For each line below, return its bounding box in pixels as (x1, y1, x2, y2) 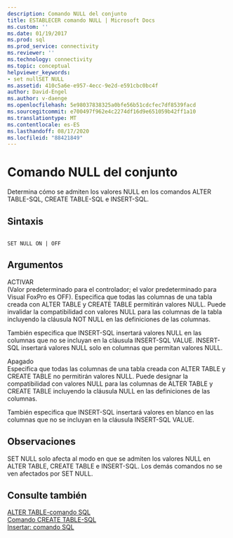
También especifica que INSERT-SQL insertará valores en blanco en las (7, 408, 214, 416)
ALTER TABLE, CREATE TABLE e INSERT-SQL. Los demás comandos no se (7, 462, 222, 470)
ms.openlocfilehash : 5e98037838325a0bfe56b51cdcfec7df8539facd (7, 102, 197, 109)
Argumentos (7, 259, 63, 271)
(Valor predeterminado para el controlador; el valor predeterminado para (7, 285, 217, 293)
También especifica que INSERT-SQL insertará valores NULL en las (7, 328, 202, 337)
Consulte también (7, 490, 87, 502)
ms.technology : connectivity (7, 56, 93, 63)
